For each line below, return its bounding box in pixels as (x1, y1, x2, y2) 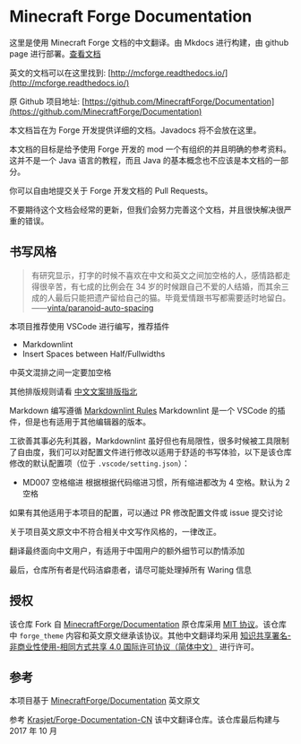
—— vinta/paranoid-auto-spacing (30, 302, 154, 313)
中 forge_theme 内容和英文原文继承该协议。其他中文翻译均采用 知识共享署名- (9, 630, 292, 641)
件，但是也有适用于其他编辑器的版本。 (9, 416, 150, 427)
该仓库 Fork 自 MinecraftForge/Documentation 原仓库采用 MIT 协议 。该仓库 (9, 618, 287, 629)
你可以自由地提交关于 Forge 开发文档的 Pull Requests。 (9, 185, 213, 196)
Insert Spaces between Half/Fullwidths (21, 348, 166, 359)
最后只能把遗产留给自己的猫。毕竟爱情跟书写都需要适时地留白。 (55, 292, 291, 302)
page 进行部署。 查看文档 (9, 48, 101, 59)
